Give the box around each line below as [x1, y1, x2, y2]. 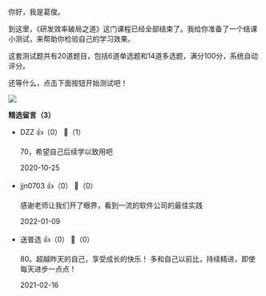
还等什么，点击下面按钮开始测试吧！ [8, 79, 128, 87]
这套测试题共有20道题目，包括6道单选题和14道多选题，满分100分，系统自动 [8, 51, 259, 60]
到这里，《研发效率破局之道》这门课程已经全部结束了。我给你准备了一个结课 [8, 24, 258, 34]
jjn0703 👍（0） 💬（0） [19, 181, 98, 190]
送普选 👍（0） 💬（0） [19, 235, 95, 244]
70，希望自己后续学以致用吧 [19, 147, 114, 156]
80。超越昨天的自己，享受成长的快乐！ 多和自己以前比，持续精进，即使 [19, 254, 256, 263]
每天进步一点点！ [19, 264, 77, 274]
